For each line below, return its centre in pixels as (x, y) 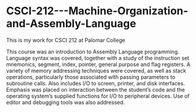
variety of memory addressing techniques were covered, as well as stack (96, 70)
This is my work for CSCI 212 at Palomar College (66, 40)
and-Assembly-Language (71, 24)
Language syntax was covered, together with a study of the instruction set (98, 58)
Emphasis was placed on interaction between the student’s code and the (96, 89)
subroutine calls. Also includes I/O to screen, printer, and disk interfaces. (96, 83)
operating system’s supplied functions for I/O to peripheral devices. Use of (98, 96)
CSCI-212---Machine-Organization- (97, 11)
